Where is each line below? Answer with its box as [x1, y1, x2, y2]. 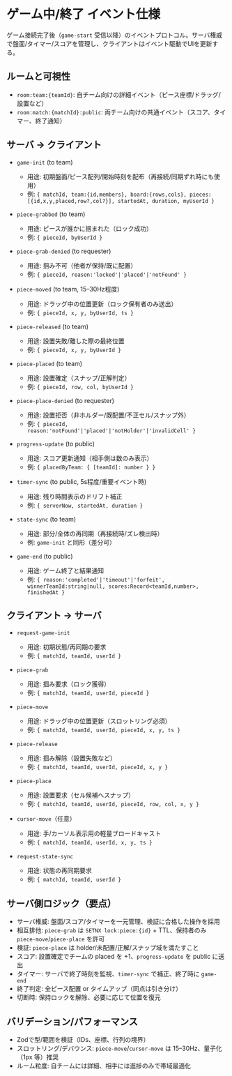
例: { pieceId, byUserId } [26, 233, 102, 241]
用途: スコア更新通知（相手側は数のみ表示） [26, 454, 153, 462]
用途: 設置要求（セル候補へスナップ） [26, 791, 135, 799]
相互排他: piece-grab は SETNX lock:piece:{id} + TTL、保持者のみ [16, 926, 207, 934]
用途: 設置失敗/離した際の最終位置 [26, 336, 125, 345]
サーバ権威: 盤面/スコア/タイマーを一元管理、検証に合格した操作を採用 [16, 918, 220, 926]
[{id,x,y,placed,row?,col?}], [26, 197, 116, 204]
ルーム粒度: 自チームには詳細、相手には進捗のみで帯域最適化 [16, 1061, 191, 1070]
